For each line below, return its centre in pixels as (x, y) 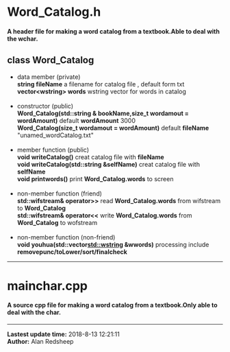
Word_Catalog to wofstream (57, 222)
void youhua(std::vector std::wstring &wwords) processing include (113, 244)
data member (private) (49, 77)
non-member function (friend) (60, 193)
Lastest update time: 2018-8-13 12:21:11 (63, 334)
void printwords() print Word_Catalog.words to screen (95, 178)
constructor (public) (45, 106)
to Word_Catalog (41, 208)
